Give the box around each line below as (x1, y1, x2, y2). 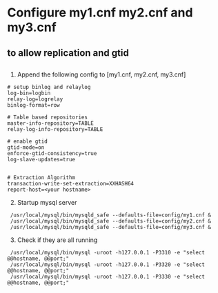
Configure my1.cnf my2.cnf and (7, 5, 193, 21)
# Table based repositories (7, 114, 88, 121)
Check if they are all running (17, 236, 98, 244)
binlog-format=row (7, 101, 60, 108)
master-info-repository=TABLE (7, 119, 95, 127)
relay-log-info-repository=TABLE (7, 125, 103, 132)
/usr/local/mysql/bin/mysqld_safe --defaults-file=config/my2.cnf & (10, 217, 212, 225)
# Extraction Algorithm (7, 174, 76, 181)
